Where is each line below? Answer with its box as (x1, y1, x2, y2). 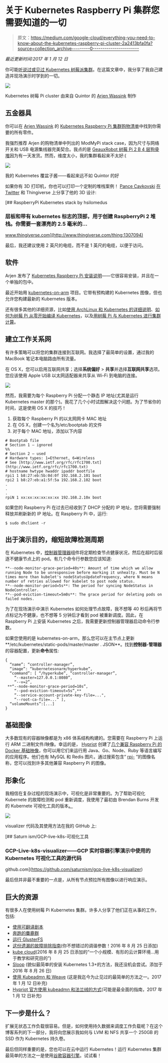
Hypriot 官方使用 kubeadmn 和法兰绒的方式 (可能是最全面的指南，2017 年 (12, 986, 162, 992)
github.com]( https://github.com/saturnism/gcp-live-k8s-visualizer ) (5, 866, 143, 872)
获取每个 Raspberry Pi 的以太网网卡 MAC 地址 (12, 415, 107, 421)
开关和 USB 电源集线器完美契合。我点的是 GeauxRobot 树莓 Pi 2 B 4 (5, 146, 145, 152)
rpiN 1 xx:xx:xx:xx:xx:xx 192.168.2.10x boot (5, 495, 101, 500)
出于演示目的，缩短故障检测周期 (5, 536, 104, 544)
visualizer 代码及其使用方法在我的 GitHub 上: (5, 823, 97, 829)
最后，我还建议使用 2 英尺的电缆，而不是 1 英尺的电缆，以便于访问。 (5, 242, 146, 248)
